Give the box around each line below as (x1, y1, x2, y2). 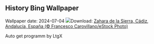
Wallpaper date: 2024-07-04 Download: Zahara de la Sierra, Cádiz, (5, 17, 149, 24)
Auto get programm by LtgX (5, 32, 62, 39)
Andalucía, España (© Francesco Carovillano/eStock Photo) (5, 23, 128, 29)
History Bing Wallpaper (5, 4, 79, 12)
